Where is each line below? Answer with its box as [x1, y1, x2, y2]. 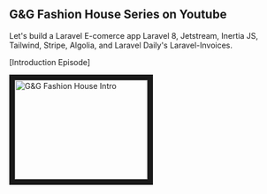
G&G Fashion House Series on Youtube [9, 7, 227, 22]
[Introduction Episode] [9, 56, 91, 67]
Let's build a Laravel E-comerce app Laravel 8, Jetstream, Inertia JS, [9, 30, 259, 41]
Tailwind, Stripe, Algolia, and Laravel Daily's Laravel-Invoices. [9, 40, 233, 50]
